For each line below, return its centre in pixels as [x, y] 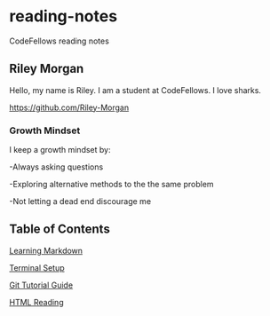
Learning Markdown [46, 250]
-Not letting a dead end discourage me [80, 201]
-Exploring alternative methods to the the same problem [112, 185]
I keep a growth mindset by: [60, 150]
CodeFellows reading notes [59, 41]
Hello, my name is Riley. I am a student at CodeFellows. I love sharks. [135, 90]
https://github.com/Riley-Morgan [69, 107]
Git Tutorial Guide [41, 285]
